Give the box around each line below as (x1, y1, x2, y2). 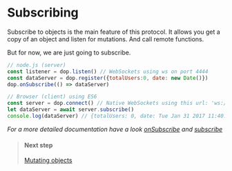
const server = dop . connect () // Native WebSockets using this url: (7, 100, 209, 107)
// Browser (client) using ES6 (7, 93, 97, 101)
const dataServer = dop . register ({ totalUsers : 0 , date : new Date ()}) (7, 74, 209, 81)
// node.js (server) (7, 61, 67, 68)
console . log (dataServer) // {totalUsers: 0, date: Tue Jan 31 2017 (7, 112, 206, 120)
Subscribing (7, 5, 79, 21)
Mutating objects (23, 157, 72, 165)
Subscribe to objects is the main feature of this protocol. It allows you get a (7, 28, 221, 36)
